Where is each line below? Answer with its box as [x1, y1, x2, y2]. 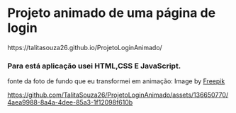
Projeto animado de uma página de [7, 5, 216, 21]
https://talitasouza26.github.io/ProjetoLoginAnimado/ [7, 43, 163, 52]
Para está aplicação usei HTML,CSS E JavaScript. [7, 61, 181, 71]
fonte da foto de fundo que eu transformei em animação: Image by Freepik [7, 77, 225, 85]
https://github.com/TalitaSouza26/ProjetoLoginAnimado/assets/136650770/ [7, 90, 229, 100]
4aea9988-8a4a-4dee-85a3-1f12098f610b [7, 98, 133, 107]
